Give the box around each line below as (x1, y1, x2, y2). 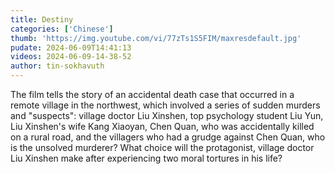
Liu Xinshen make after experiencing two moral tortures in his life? (10, 152, 283, 164)
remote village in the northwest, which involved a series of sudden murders (10, 99, 321, 111)
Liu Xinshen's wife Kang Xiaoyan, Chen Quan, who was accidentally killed (10, 121, 315, 132)
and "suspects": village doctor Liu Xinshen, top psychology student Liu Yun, (10, 110, 324, 121)
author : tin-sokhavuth (10, 61, 105, 71)
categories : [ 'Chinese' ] (10, 24, 114, 34)
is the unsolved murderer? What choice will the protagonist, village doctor (10, 142, 315, 153)
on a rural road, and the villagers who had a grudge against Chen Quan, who (10, 131, 326, 143)
